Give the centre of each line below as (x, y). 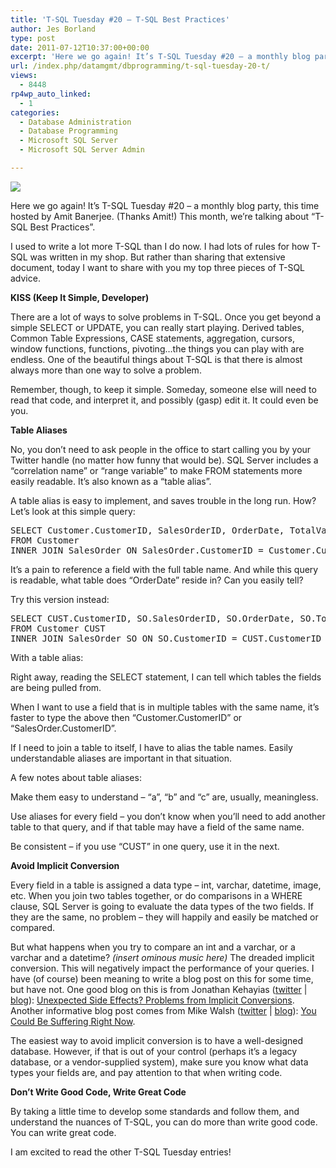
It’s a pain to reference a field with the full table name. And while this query (164, 569)
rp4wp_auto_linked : (51, 94)
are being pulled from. (56, 687)
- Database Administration (75, 122)
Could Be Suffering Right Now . (73, 1021)
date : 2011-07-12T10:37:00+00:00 (80, 47)
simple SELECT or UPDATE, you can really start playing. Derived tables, (157, 327)
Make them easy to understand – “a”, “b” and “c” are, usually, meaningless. (164, 797)
